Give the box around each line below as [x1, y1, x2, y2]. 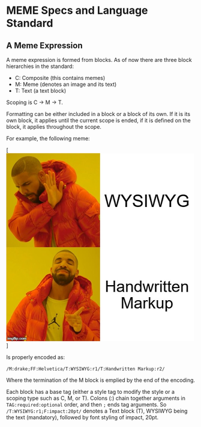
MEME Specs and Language [6, 4, 148, 17]
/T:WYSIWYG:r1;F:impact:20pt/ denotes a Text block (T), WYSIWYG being [6, 407, 188, 414]
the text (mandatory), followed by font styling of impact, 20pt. [6, 414, 159, 421]
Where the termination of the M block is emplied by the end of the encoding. [6, 376, 196, 384]
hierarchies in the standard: [6, 63, 74, 70]
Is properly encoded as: [6, 354, 65, 361]
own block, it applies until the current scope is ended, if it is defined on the [6, 117, 191, 124]
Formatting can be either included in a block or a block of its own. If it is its [6, 111, 191, 117]
